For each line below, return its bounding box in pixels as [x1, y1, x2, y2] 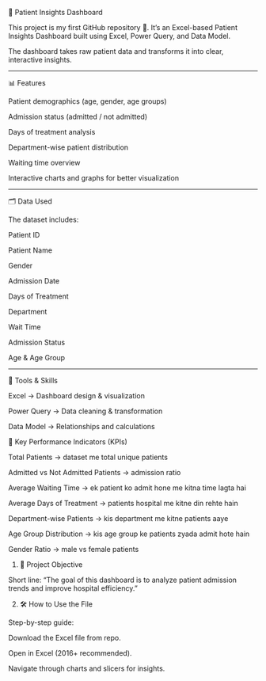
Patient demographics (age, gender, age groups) [8, 97, 168, 106]
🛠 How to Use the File [19, 599, 93, 609]
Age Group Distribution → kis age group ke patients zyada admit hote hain [8, 529, 250, 538]
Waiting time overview [8, 158, 81, 167]
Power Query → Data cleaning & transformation [8, 406, 163, 416]
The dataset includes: [8, 215, 79, 224]
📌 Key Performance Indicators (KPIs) [8, 437, 128, 447]
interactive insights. [8, 55, 73, 64]
